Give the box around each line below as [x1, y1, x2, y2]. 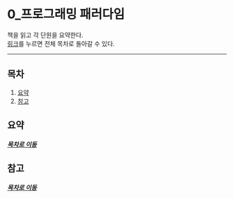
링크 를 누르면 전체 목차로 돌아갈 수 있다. [7, 39, 115, 47]
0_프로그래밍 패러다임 [7, 6, 125, 22]
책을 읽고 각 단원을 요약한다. [7, 31, 84, 39]
